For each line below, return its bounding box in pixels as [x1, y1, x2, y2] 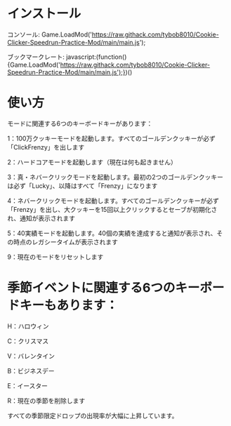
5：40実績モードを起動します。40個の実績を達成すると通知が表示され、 [7, 229, 217, 237]
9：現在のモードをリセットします [7, 253, 104, 261]
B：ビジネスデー [7, 366, 55, 375]
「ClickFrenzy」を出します [7, 142, 85, 151]
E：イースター [7, 381, 48, 390]
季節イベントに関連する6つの [7, 280, 176, 296]
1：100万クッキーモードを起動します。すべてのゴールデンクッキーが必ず [7, 134, 216, 142]
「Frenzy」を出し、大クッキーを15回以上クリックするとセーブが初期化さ [7, 205, 218, 213]
